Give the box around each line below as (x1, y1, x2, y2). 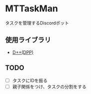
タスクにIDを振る (12, 77, 48, 83)
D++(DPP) (12, 49, 34, 55)
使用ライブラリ (5, 36, 51, 45)
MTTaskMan (5, 3, 58, 14)
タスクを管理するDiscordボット (5, 20, 69, 26)
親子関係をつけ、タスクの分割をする (12, 84, 87, 90)
